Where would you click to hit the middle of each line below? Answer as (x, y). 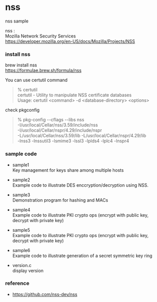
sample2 (21, 180)
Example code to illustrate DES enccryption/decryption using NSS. (80, 185)
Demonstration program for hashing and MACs (60, 200)
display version (28, 271)
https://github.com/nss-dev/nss (45, 294)
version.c (22, 265)
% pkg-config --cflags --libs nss (51, 120)
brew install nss (21, 65)
